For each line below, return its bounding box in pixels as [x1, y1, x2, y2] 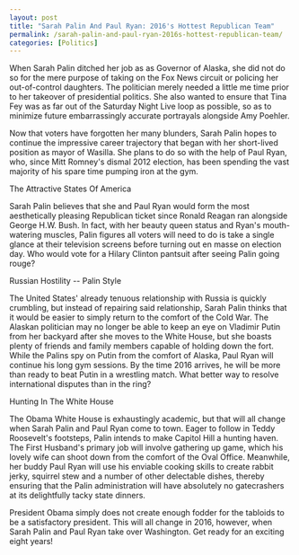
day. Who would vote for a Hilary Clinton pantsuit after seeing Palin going [9, 249, 280, 260]
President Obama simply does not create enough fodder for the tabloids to [9, 507, 285, 518]
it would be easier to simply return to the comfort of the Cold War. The [9, 312, 269, 323]
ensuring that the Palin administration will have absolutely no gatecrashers [9, 480, 285, 491]
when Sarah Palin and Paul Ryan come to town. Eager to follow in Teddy [9, 423, 276, 434]
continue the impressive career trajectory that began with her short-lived [9, 137, 278, 148]
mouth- [262, 220, 290, 231]
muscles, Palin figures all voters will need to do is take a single [43, 230, 275, 241]
